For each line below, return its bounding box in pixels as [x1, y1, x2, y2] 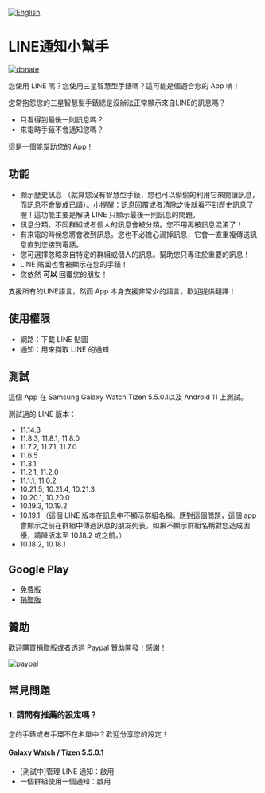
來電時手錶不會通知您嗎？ [19, 124, 104, 134]
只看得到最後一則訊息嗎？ [19, 115, 104, 124]
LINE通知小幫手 [8, 38, 110, 56]
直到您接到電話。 [26, 239, 84, 249]
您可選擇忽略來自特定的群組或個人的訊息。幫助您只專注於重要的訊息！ [19, 249, 251, 259]
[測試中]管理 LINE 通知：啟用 [19, 766, 115, 776]
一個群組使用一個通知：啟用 [19, 776, 111, 786]
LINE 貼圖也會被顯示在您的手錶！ [19, 259, 129, 269]
